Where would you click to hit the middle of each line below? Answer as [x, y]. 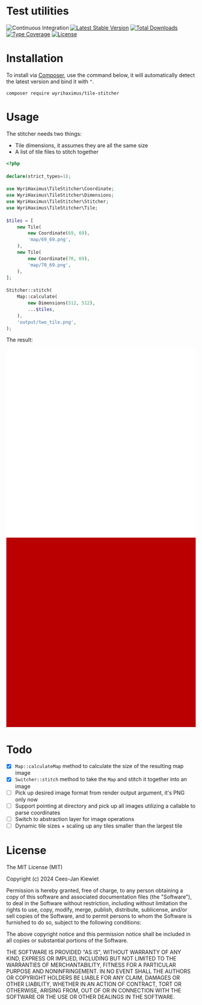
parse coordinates [38, 813]
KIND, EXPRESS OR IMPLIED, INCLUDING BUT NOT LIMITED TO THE [91, 958]
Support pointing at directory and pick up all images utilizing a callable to [105, 806]
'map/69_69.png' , [49, 240]
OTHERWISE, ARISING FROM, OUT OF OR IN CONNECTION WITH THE [94, 990]
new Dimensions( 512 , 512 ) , [62, 303]
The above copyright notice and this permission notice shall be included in [98, 934]
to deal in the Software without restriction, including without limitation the [97, 903]
